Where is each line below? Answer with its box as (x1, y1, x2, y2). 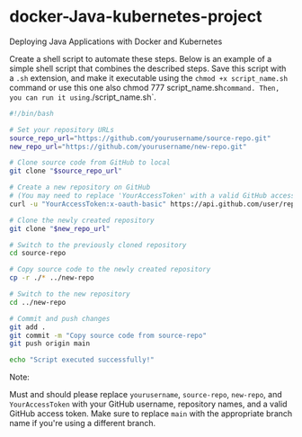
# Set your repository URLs (9, 125, 115, 134)
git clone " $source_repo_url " (9, 166, 123, 176)
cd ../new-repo (9, 298, 67, 307)
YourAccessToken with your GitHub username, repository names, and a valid (9, 398, 288, 410)
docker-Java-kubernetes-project (9, 6, 262, 27)
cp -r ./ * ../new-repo (9, 273, 94, 282)
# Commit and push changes (9, 314, 111, 323)
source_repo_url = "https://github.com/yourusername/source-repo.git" (9, 133, 271, 143)
